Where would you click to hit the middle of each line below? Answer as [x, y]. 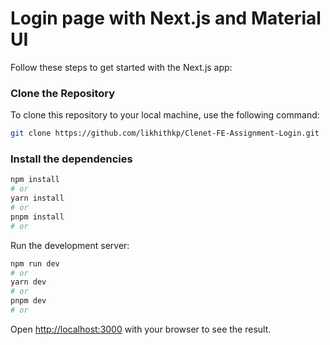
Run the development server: [70, 245]
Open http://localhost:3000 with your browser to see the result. [141, 329]
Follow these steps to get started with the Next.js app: [121, 67]
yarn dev [28, 282]
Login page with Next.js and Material [166, 18]
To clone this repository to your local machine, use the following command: [165, 115]
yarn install [37, 198]
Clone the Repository [63, 93]
